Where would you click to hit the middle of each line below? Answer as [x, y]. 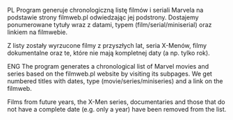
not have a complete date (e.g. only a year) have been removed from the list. [117, 109]
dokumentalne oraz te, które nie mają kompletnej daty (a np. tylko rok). [109, 53]
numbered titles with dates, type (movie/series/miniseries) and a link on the [115, 81]
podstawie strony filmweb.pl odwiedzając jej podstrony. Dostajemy [103, 17]
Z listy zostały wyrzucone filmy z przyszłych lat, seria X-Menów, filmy [107, 45]
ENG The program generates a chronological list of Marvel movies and [108, 66]
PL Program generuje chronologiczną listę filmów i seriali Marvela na [105, 10]
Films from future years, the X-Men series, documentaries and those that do [116, 102]
